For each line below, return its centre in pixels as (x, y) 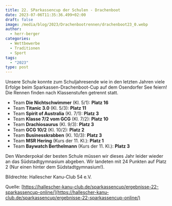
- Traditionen (25, 48)
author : (14, 29)
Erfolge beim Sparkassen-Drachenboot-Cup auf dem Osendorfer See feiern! (86, 87)
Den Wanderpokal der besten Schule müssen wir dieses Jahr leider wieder (84, 156)
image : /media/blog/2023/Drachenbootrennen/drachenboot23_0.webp (77, 24)
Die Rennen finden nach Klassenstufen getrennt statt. (62, 93)
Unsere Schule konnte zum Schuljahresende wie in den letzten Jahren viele (85, 82)
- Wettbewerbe (25, 44)
